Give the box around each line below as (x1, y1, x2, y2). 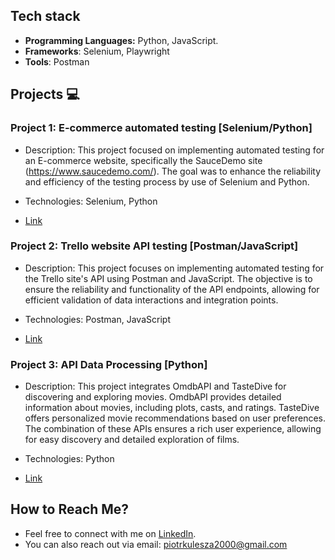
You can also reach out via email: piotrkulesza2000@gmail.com (24, 538, 288, 550)
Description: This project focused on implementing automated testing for (24, 144, 325, 156)
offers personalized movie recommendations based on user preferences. (24, 412, 326, 424)
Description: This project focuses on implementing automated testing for (24, 262, 325, 274)
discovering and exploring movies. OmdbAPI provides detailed (24, 391, 282, 403)
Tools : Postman (24, 55, 90, 68)
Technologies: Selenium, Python (24, 195, 158, 207)
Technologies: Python (24, 453, 115, 465)
